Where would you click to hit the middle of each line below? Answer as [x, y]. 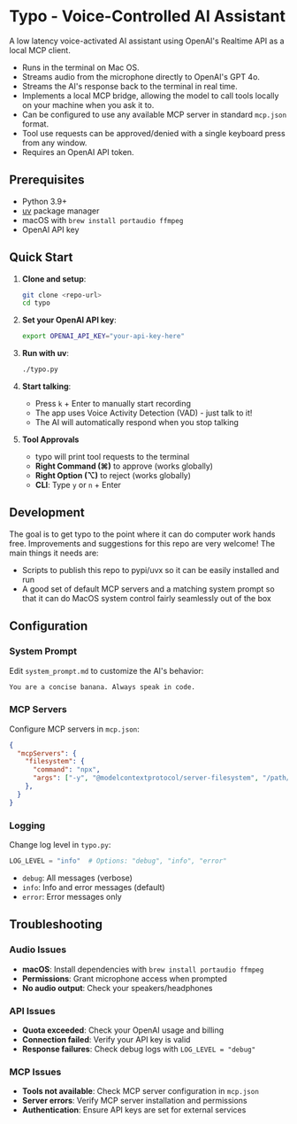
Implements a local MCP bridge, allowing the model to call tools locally [150, 96]
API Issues [32, 1011]
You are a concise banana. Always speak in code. [103, 687]
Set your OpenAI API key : [69, 320]
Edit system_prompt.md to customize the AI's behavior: [107, 671]
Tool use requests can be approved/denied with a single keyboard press [153, 133]
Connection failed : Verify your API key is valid [106, 1039]
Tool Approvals [50, 439]
